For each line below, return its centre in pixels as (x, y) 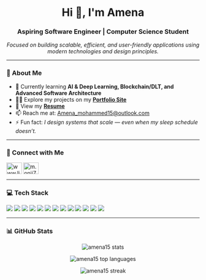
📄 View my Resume (40, 106)
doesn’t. (26, 131)
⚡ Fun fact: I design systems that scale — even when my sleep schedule (106, 122)
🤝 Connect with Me (35, 153)
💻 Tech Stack (28, 193)
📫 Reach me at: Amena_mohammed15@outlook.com (82, 113)
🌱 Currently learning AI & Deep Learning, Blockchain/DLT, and (94, 86)
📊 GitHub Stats (30, 231)
